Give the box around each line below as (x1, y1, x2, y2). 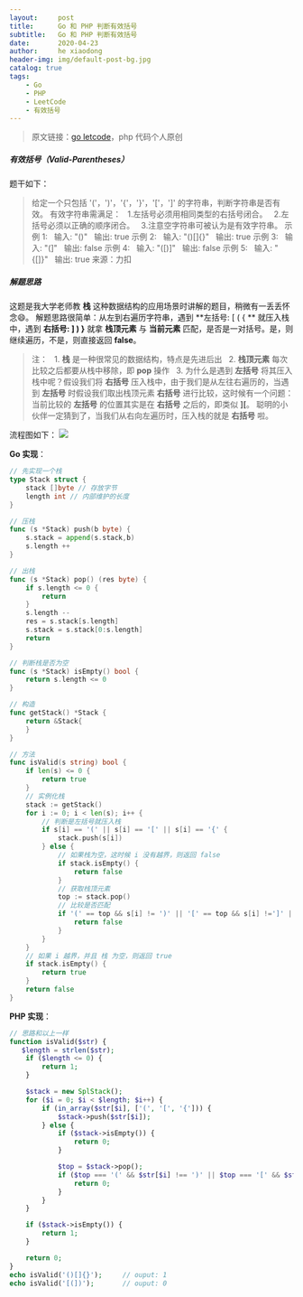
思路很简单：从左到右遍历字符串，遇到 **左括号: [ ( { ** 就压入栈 (50, 313, 290, 323)
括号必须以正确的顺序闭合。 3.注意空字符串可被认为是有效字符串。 (31, 220, 282, 231)
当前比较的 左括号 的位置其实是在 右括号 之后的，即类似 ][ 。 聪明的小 (31, 399, 289, 410)
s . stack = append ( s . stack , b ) (25, 534, 135, 543)
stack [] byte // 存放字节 (25, 483, 117, 492)
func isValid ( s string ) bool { (9, 758, 127, 768)
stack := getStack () (25, 800, 103, 809)
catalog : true (9, 64, 63, 73)
